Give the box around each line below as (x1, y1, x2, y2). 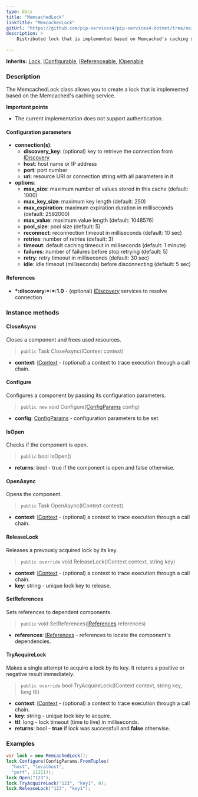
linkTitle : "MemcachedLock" (6, 19, 75, 25)
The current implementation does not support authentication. (14, 115, 163, 122)
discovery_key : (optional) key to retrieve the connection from (23, 148, 173, 155)
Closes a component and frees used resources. (6, 336, 122, 343)
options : (14, 179, 36, 186)
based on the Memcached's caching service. (6, 92, 116, 99)
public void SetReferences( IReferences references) (20, 620, 146, 627)
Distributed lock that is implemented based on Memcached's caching (16, 36, 189, 42)
